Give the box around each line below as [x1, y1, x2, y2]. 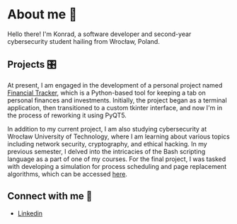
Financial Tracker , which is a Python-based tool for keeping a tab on [7, 88, 207, 97]
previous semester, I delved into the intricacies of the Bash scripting [7, 147, 206, 155]
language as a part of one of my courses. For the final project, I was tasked [7, 155, 226, 163]
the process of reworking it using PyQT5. [7, 111, 127, 119]
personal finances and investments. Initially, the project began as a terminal [7, 95, 228, 105]
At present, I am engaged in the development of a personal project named [7, 81, 223, 89]
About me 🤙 [7, 6, 78, 23]
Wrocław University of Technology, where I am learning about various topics [7, 132, 230, 141]
